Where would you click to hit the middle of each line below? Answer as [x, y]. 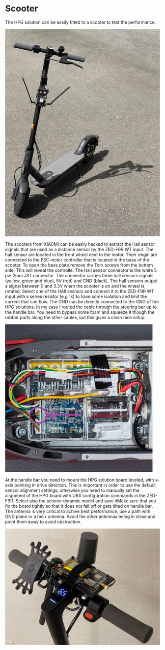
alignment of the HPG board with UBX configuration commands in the [75, 495]
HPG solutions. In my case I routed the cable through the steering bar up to [81, 307]
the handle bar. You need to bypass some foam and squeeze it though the [80, 312]
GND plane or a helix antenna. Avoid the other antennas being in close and [80, 516]
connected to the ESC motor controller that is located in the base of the [77, 260]
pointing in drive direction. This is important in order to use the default [85, 485]
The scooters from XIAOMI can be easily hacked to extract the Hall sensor [80, 244]
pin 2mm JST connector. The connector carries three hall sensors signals [79, 275]
